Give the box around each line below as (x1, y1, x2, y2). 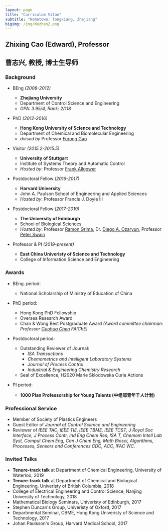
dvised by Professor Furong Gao (20, 136, 87, 142)
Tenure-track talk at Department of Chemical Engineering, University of (12, 467, 162, 473)
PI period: (12, 382, 33, 388)
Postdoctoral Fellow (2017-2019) (12, 206, 80, 212)
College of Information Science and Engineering (20, 256, 119, 262)
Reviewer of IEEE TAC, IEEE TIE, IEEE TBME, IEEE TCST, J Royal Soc (12, 427, 153, 433)
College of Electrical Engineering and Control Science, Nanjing (12, 488, 142, 494)
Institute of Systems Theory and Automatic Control (20, 160, 125, 166)
